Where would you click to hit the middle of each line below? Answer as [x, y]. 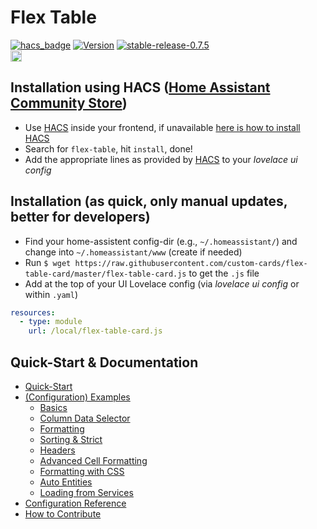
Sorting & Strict [71, 439]
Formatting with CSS [82, 471]
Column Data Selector [85, 418]
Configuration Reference [75, 503]
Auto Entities [66, 482]
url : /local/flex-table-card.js [95, 331]
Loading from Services [86, 492]
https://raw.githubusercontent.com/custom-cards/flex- [191, 263]
